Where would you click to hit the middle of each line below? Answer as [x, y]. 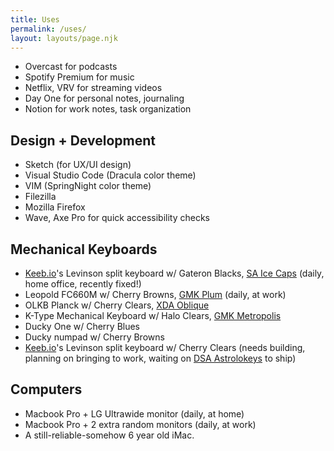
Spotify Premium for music [79, 77]
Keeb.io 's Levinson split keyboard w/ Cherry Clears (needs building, [165, 347]
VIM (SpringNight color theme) [88, 186]
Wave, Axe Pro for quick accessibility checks [117, 218]
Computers [46, 389]
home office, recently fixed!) [83, 284]
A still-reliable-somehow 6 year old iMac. [109, 435]
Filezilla [40, 197]
